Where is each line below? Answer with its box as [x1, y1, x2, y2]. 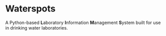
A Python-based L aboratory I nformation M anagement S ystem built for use [5, 19, 161, 25]
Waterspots [5, 3, 56, 14]
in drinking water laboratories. [5, 24, 68, 30]
